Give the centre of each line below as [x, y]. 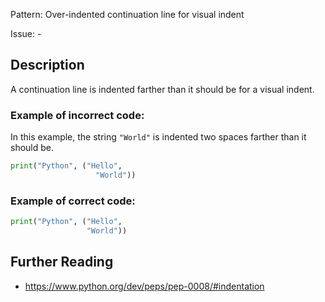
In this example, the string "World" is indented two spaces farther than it [158, 137]
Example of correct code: [73, 201]
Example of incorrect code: [77, 115]
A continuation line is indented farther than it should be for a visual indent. [162, 89]
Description [47, 65]
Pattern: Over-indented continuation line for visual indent [127, 14]
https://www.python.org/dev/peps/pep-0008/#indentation [144, 286]
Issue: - [26, 33]
